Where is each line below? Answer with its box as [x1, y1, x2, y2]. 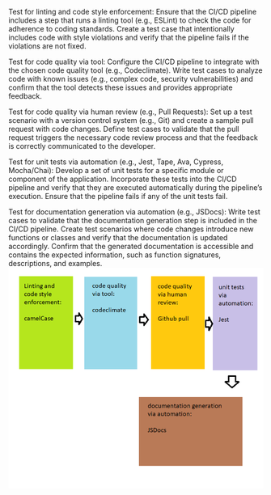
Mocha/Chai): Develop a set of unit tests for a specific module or [8, 166, 224, 175]
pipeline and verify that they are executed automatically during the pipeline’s [8, 183, 263, 192]
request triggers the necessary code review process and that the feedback [8, 133, 259, 142]
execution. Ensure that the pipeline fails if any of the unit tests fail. [8, 192, 228, 201]
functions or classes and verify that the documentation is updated [8, 233, 228, 242]
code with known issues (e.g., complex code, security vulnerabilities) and [8, 74, 253, 83]
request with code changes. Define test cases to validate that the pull [8, 125, 239, 133]
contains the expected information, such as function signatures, [8, 250, 221, 260]
